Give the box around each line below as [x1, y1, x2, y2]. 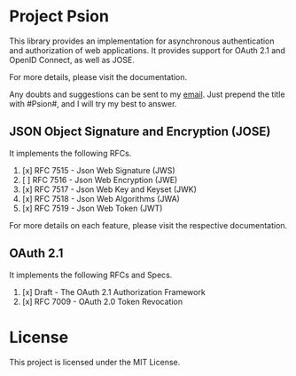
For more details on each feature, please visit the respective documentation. [9, 220, 288, 230]
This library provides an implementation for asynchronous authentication [9, 36, 275, 46]
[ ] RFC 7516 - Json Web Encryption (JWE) [21, 174, 178, 185]
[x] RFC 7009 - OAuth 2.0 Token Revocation [21, 296, 183, 307]
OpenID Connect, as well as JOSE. [9, 54, 135, 65]
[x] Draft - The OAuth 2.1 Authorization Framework [21, 286, 206, 297]
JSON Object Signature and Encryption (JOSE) [9, 124, 271, 140]
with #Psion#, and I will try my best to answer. [9, 98, 177, 108]
